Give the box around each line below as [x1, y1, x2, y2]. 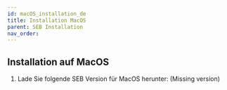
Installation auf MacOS [7, 56, 110, 67]
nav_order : [7, 30, 39, 37]
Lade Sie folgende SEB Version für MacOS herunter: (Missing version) [17, 75, 220, 83]
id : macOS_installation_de [7, 10, 86, 18]
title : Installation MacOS [7, 17, 86, 24]
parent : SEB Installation [7, 23, 83, 30]
